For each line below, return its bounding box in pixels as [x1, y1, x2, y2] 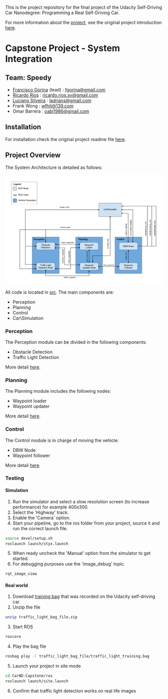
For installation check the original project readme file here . [5, 136, 126, 142]
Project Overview [5, 151, 61, 160]
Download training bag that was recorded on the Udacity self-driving [12, 593, 155, 599]
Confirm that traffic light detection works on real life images [12, 687, 136, 694]
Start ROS [12, 624, 33, 630]
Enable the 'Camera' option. [12, 515, 70, 521]
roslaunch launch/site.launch [5, 678, 69, 684]
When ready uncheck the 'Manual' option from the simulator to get [12, 550, 151, 556]
